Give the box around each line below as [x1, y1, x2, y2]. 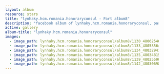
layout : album [5, 7, 34, 12]
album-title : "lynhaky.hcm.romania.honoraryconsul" [5, 30, 112, 35]
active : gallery [5, 25, 38, 30]
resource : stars [5, 12, 38, 17]
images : [5, 35, 21, 39]
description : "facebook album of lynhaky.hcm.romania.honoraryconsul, [5, 20, 152, 26]
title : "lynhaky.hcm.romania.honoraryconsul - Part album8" [5, 16, 130, 21]
